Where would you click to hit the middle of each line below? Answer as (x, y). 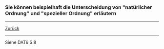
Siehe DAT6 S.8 (21, 42)
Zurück (12, 29)
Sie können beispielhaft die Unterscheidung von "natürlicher (79, 7)
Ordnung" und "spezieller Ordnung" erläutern (61, 13)
